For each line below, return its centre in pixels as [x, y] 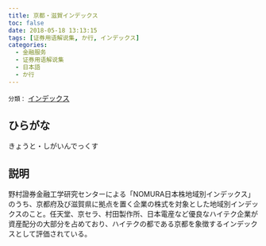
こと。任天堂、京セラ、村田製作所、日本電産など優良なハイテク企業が [143, 214]
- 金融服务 [31, 52]
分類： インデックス [39, 98]
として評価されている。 [53, 234]
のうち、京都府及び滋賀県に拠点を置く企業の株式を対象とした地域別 [120, 204]
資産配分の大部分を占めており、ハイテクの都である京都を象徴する [116, 224]
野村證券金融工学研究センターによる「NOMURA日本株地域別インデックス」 [132, 194]
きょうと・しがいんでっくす [54, 146]
